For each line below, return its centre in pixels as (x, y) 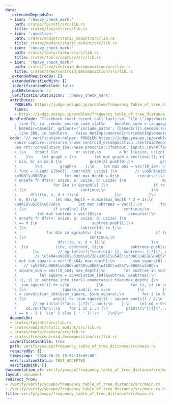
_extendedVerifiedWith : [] (38, 81)
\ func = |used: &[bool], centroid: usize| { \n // (77, 171)
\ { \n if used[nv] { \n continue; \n (82, 209)
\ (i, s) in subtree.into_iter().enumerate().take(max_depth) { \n (86, 280)
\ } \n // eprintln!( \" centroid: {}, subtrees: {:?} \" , (89, 252)
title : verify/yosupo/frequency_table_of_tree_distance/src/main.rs (79, 394)
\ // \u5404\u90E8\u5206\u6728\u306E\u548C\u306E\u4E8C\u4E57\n (92, 256)
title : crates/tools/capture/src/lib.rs (58, 57)
